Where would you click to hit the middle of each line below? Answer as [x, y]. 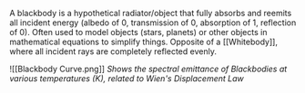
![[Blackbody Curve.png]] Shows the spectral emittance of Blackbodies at [148, 69]
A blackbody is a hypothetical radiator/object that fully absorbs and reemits [151, 13]
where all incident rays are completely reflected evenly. [113, 51]
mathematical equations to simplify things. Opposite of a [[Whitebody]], [143, 42]
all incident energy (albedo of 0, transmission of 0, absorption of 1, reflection [153, 23]
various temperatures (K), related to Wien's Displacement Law [127, 79]
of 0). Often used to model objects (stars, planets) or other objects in [138, 32]
